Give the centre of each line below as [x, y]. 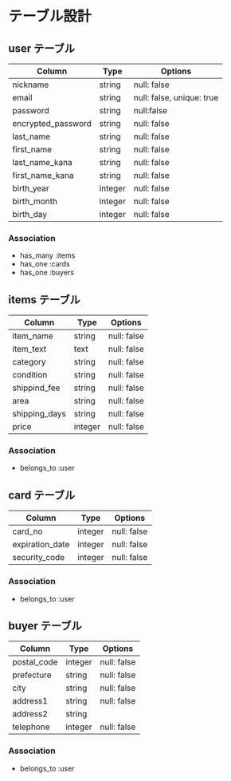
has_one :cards [45, 264]
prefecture [32, 675]
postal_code [35, 662]
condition [30, 375]
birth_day [30, 214]
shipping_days [39, 414]
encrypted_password [52, 123]
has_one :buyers [47, 273]
